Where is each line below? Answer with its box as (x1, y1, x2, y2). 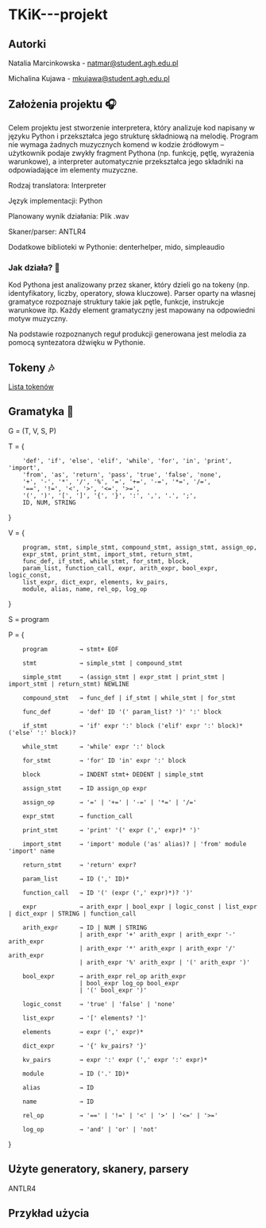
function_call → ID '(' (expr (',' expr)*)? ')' (22, 888, 194, 896)
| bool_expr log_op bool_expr (79, 979, 179, 987)
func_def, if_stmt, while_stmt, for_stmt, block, (22, 557, 191, 565)
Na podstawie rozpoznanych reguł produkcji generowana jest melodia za (8, 329, 247, 339)
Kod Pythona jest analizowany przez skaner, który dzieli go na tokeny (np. (8, 280, 250, 290)
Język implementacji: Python (8, 196, 103, 205)
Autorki (8, 37, 46, 51)
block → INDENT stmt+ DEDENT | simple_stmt (22, 770, 204, 779)
